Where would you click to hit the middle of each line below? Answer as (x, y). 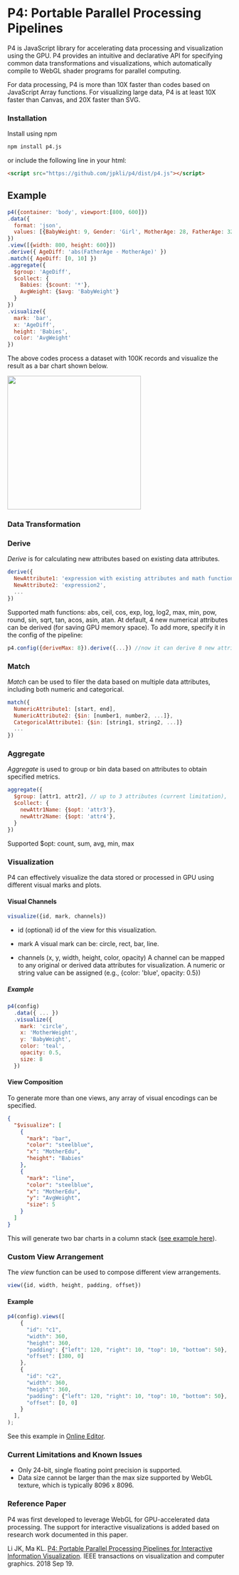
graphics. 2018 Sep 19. (41, 1564)
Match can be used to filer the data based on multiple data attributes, (109, 682)
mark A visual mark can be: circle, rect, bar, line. (88, 943)
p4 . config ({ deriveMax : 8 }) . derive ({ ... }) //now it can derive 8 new (111, 648)
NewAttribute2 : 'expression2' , (60, 585)
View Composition (35, 1082)
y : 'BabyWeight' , (46, 1040)
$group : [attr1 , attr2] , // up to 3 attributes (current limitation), (121, 796)
